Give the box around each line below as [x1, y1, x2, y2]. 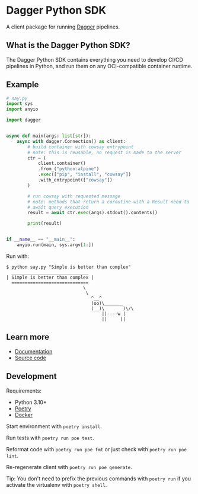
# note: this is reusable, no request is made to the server [27, 149, 182, 155]
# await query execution [27, 204, 89, 211]
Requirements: [6, 387, 41, 394]
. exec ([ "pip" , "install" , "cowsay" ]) [37, 171, 132, 178]
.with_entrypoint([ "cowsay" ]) [37, 177, 113, 183]
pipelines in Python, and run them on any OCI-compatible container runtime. [6, 62, 193, 69]
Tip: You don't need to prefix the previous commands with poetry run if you [6, 475, 191, 482]
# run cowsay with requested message [27, 193, 120, 199]
